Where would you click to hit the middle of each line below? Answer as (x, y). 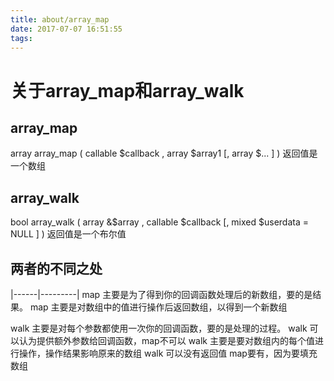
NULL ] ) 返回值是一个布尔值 (68, 234)
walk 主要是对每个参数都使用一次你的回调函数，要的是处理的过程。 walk (159, 328)
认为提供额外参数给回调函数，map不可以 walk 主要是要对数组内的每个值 (166, 340)
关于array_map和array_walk (127, 90)
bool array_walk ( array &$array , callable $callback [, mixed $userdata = (159, 222)
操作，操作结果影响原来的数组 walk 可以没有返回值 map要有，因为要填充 (168, 353)
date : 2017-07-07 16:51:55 (66, 29)
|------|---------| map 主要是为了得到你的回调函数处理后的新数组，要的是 (161, 294)
